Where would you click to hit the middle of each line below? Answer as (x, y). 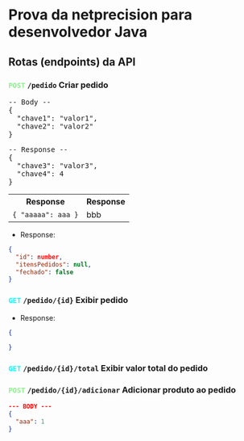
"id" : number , (39, 257)
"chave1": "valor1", (57, 118)
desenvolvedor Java (78, 32)
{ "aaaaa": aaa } (45, 214)
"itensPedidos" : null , (54, 264)
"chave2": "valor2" (55, 126)
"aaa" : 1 (30, 422)
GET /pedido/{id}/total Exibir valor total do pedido (108, 368)
